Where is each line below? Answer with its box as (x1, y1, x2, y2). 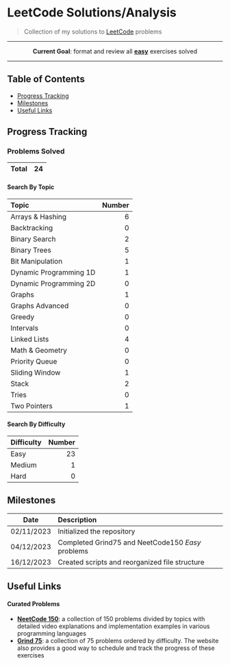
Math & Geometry (10, 345, 67, 355)
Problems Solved (7, 147, 65, 156)
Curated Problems (7, 599, 60, 607)
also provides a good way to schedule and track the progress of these (16, 644, 215, 652)
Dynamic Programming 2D (10, 279, 96, 288)
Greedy (10, 312, 35, 321)
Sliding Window (10, 368, 61, 377)
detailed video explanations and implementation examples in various (16, 622, 210, 631)
